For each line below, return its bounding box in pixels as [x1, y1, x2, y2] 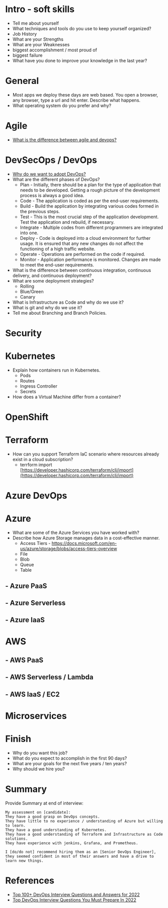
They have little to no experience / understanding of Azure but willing [5, 819, 163, 824]
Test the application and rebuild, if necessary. [20, 219, 115, 225]
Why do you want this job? [12, 750, 68, 756]
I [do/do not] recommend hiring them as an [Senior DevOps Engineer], [5, 849, 156, 854]
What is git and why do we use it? [12, 304, 82, 310]
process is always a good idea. [20, 192, 85, 198]
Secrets [20, 388, 36, 394]
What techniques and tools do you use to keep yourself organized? [12, 25, 152, 31]
